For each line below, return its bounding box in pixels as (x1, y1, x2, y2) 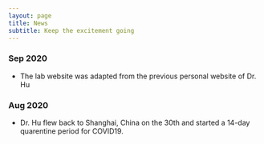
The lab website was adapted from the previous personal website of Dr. (19, 71, 257, 81)
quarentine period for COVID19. (19, 126, 124, 136)
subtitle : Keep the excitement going (8, 26, 135, 34)
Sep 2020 (8, 53, 48, 64)
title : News (8, 19, 48, 27)
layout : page (8, 11, 52, 20)
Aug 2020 (8, 99, 49, 110)
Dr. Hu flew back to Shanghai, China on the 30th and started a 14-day (19, 118, 250, 127)
